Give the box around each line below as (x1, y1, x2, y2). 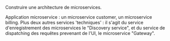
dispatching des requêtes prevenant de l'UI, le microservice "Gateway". (5, 30, 155, 36)
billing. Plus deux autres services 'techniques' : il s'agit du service (5, 20, 144, 25)
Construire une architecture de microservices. (5, 5, 102, 10)
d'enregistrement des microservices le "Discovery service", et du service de (5, 25, 165, 31)
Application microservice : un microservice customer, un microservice (5, 14, 152, 20)
